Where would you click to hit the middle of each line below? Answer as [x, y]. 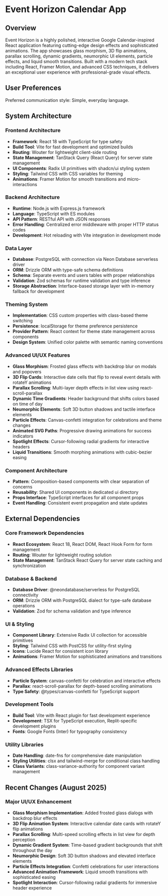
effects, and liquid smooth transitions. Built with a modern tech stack [76, 61]
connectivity [25, 595]
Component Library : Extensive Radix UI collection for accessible [80, 635]
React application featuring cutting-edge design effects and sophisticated [82, 45]
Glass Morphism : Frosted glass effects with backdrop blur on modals [85, 366]
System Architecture [38, 116]
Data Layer [19, 248]
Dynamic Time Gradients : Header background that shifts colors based [86, 398]
